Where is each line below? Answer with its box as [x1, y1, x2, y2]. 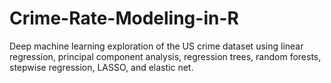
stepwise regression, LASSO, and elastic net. [9, 61, 194, 73]
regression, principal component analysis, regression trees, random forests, [9, 50, 322, 62]
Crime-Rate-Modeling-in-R [9, 7, 239, 30]
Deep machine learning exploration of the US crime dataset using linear [9, 40, 304, 52]
